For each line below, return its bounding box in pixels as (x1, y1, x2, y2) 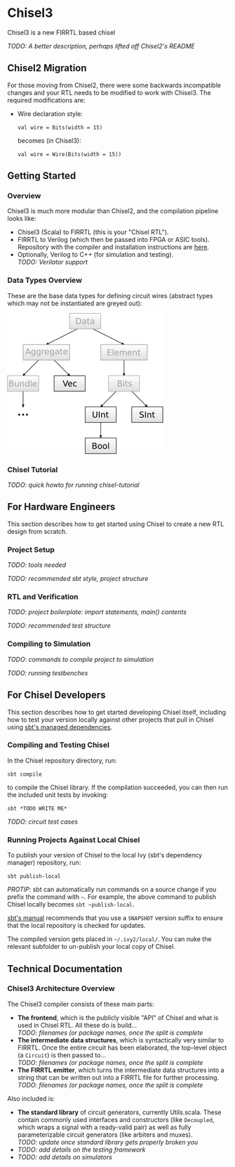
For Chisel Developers (7, 689, 107, 701)
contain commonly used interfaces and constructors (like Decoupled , (17, 1115, 215, 1123)
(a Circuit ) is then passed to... (17, 1050, 107, 1059)
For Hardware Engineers (7, 501, 116, 513)
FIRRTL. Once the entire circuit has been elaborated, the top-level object (17, 1043, 227, 1052)
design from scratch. (7, 527, 68, 535)
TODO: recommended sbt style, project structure (7, 575, 149, 583)
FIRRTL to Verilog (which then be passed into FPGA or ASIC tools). (17, 236, 210, 244)
